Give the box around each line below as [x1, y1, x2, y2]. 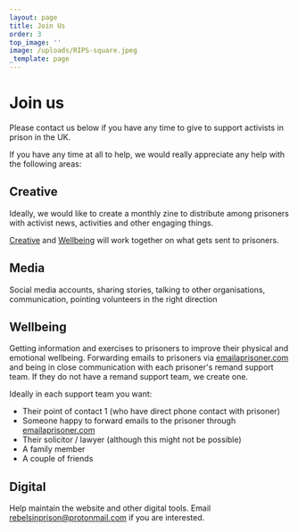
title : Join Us [9, 21, 66, 30]
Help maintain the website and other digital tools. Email [9, 503, 211, 513]
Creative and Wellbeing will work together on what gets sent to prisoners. [9, 234, 279, 245]
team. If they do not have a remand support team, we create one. [9, 372, 248, 382]
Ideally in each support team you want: [9, 389, 153, 399]
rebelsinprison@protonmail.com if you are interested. [9, 512, 205, 523]
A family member [21, 444, 86, 454]
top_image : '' [9, 37, 62, 47]
